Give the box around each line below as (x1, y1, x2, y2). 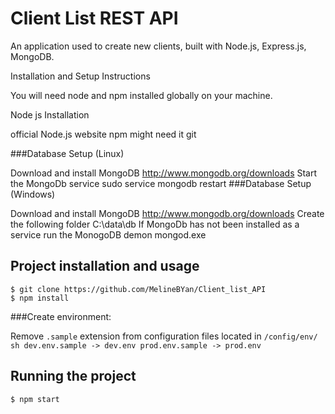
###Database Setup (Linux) (10, 147, 125, 159)
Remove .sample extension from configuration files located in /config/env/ (10, 330, 318, 342)
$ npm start (10, 394, 60, 404)
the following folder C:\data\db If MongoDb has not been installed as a (10, 218, 300, 230)
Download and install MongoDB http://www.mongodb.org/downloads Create (10, 207, 325, 219)
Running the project (10, 368, 137, 385)
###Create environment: (10, 310, 112, 322)
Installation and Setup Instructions (10, 70, 151, 82)
